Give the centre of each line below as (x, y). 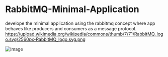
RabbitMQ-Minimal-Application (72, 9)
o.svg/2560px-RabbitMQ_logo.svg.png (45, 39)
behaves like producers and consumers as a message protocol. (71, 28)
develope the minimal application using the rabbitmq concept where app (80, 23)
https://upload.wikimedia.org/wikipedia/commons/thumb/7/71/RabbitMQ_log (84, 34)
